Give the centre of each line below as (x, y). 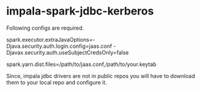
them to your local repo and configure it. (57, 82)
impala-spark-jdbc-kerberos (80, 11)
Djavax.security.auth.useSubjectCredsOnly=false (68, 52)
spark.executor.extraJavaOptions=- (51, 39)
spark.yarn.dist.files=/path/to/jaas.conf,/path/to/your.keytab (81, 64)
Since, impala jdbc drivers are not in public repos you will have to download (101, 76)
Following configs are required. (45, 28)
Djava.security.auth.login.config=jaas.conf (59, 46)
